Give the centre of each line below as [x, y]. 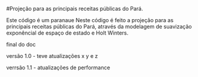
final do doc [21, 44]
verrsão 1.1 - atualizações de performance [58, 67]
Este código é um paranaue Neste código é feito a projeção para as [90, 20]
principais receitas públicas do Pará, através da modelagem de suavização [99, 27]
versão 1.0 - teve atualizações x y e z [52, 56]
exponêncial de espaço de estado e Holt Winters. [67, 33]
